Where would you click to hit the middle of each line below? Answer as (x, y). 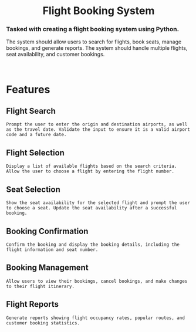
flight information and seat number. (52, 250)
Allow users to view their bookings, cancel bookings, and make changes (97, 281)
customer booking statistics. (43, 323)
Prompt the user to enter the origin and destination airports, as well (97, 124)
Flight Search (31, 111)
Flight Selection (35, 153)
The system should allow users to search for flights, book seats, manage (94, 42)
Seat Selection (33, 189)
